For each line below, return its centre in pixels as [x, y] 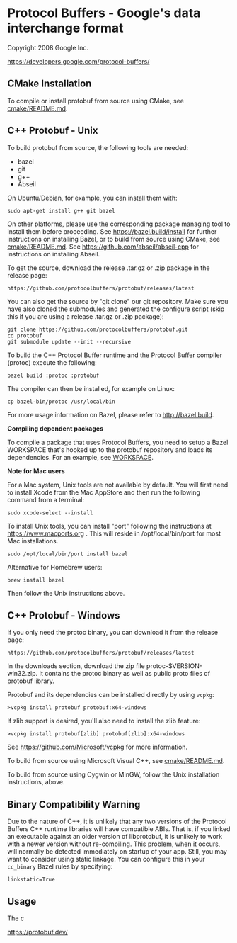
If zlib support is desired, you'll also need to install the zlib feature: [104, 721]
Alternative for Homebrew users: [55, 567]
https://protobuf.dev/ [38, 932]
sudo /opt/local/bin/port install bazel [68, 554]
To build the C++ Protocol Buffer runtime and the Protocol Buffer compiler [115, 355]
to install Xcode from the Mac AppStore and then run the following [104, 492]
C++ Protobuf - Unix [53, 131]
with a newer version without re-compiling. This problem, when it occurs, [114, 844]
